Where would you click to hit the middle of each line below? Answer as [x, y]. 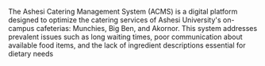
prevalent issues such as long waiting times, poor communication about [126, 37]
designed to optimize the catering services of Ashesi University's [115, 20]
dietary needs [31, 54]
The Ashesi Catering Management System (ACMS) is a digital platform [123, 12]
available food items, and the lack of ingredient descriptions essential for [127, 45]
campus [21, 28]
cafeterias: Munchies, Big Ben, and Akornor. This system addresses [147, 28]
